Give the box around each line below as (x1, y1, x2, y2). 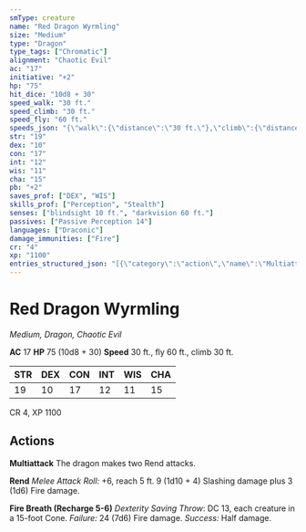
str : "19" (9, 132, 47, 141)
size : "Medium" (9, 30, 67, 39)
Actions (9, 433, 55, 449)
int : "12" (9, 157, 47, 167)
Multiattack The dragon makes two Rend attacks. (9, 457, 196, 468)
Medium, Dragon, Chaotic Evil (9, 329, 122, 339)
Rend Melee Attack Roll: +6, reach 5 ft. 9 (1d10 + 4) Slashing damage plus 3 (9, 475, 293, 486)
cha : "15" (9, 174, 47, 183)
